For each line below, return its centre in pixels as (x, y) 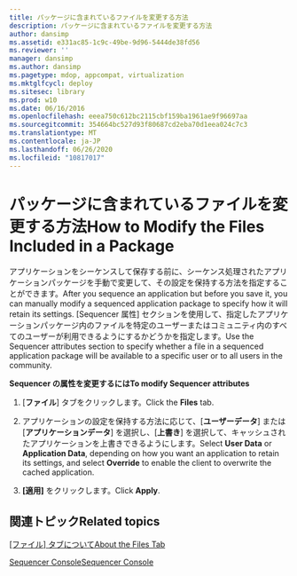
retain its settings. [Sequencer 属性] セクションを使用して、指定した (133, 314)
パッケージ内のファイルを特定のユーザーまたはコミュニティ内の (156, 326)
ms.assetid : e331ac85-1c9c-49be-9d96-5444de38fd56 (105, 42)
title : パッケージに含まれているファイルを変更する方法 (99, 17)
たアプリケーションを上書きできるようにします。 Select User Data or (147, 444)
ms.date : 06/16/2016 (47, 108)
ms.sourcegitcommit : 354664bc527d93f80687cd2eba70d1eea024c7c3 (129, 125)
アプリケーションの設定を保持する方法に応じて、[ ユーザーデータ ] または (154, 422)
